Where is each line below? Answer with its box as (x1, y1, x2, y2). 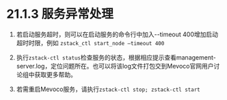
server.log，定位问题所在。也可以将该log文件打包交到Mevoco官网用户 (16, 62, 214, 70)
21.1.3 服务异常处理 (6, 6, 114, 22)
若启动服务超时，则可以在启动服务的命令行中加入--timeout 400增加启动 (16, 30, 218, 38)
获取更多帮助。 (34, 70, 77, 79)
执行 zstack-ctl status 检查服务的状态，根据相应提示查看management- (16, 53, 216, 62)
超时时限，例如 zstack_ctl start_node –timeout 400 (16, 38, 165, 47)
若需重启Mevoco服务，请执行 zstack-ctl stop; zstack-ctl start (16, 85, 200, 93)
